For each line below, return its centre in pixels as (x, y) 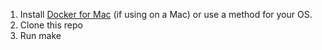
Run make (40, 35)
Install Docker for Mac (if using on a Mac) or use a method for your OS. (166, 14)
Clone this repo (51, 25)
